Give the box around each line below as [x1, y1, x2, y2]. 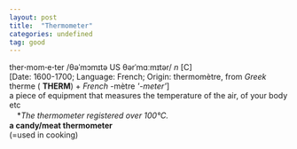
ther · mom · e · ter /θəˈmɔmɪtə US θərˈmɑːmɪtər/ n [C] [9, 62, 192, 73]
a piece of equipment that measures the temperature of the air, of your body [9, 90, 288, 101]
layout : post [9, 12, 58, 22]
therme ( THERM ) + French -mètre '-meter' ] [9, 81, 170, 91]
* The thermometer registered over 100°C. [16, 110, 168, 121]
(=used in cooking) [9, 129, 79, 140]
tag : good [9, 37, 46, 47]
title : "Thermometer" [9, 21, 93, 30]
